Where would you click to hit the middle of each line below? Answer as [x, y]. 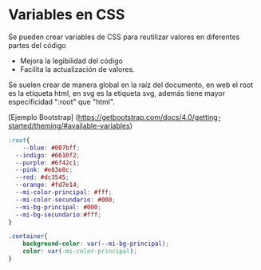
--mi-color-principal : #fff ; [64, 193]
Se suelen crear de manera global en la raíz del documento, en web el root [131, 85]
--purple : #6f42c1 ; [48, 163]
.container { [28, 236]
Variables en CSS [67, 15]
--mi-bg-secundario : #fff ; [59, 214]
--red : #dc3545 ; [42, 177]
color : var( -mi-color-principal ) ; [80, 252]
